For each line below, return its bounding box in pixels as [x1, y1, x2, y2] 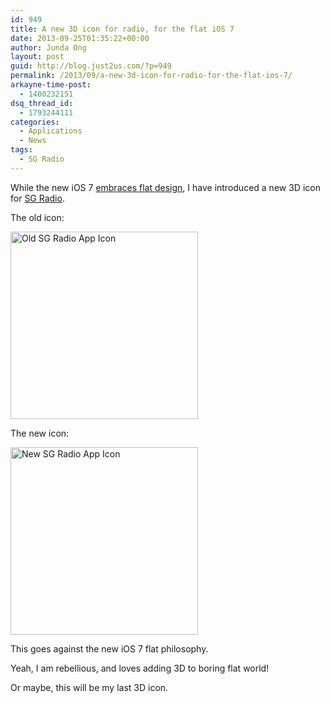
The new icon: [10, 427, 70, 439]
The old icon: [10, 211, 65, 223]
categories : [10, 117, 60, 127]
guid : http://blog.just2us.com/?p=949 [10, 61, 172, 71]
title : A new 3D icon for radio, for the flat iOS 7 [10, 24, 235, 34]
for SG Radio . [10, 192, 65, 204]
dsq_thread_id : [10, 98, 74, 108]
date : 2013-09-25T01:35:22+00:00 [10, 33, 150, 43]
